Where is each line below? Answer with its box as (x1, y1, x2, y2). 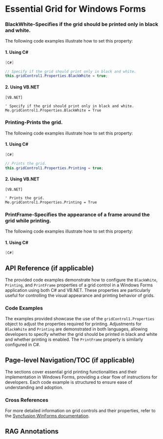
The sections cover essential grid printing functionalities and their (5, 369, 137, 375)
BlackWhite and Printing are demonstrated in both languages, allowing (5, 326, 148, 332)
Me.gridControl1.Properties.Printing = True (5, 199, 97, 205)
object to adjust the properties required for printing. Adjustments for (5, 321, 142, 327)
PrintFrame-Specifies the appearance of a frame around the (5, 211, 150, 218)
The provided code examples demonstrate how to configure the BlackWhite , (5, 277, 158, 283)
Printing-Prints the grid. (5, 119, 63, 126)
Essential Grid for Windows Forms (5, 3, 146, 15)
